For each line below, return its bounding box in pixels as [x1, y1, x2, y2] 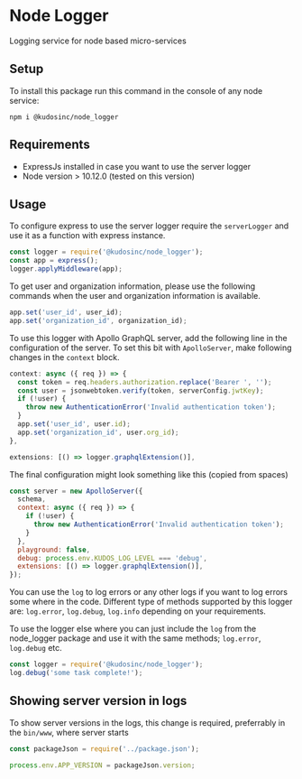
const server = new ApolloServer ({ [9, 487, 143, 496]
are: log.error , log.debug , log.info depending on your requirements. [9, 606, 266, 617]
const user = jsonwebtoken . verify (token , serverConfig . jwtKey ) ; [17, 385, 264, 395]
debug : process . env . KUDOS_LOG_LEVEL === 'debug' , [17, 553, 207, 562]
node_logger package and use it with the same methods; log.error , [9, 633, 261, 644]
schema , [17, 495, 47, 504]
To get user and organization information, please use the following [9, 281, 256, 292]
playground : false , [17, 545, 91, 554]
